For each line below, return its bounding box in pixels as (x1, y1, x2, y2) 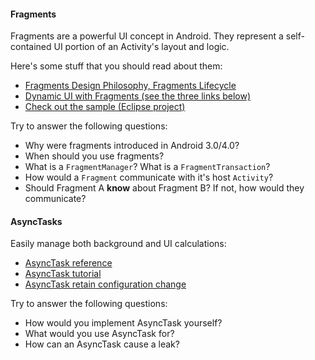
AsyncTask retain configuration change (24, 278, 187, 290)
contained (10, 41, 52, 53)
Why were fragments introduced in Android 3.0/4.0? (24, 140, 240, 152)
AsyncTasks (10, 215, 63, 227)
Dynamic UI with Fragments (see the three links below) (24, 90, 252, 102)
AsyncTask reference (24, 257, 113, 269)
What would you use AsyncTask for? (24, 328, 175, 340)
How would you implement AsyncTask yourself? (24, 317, 223, 329)
